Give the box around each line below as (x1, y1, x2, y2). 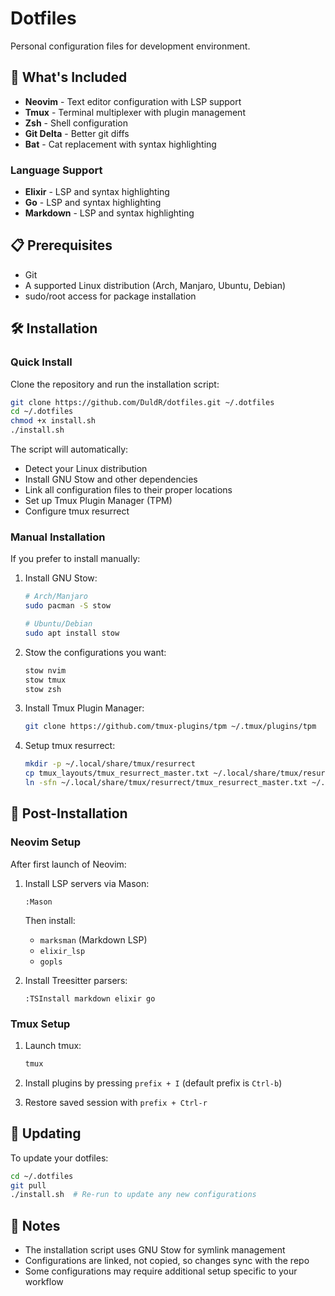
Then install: (24, 914, 76, 926)
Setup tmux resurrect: (24, 740, 116, 752)
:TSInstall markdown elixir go (24, 993, 156, 1004)
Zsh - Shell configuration (24, 117, 128, 129)
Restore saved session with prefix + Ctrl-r (24, 1096, 208, 1108)
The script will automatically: (10, 443, 129, 456)
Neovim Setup (10, 835, 81, 849)
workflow (24, 1276, 64, 1288)
